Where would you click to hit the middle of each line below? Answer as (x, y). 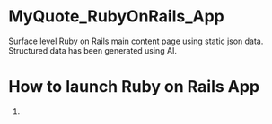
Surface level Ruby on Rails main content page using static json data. (136, 41)
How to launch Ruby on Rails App (134, 87)
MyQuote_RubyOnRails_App (117, 17)
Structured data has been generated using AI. (92, 50)
